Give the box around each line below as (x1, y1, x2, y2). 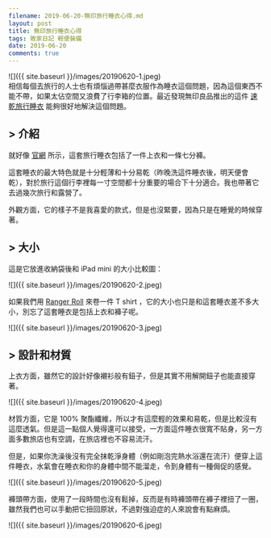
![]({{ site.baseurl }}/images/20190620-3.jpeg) (8, 322, 163, 332)
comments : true (8, 49, 60, 57)
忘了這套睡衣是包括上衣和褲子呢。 (29, 306, 143, 316)
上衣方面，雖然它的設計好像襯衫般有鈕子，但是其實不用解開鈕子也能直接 (8, 371, 248, 380)
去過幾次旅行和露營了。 (8, 187, 86, 197)
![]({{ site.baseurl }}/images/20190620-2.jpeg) (8, 280, 163, 289)
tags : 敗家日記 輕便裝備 (8, 34, 82, 43)
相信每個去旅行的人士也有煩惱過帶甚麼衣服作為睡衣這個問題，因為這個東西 (8, 82, 256, 90)
